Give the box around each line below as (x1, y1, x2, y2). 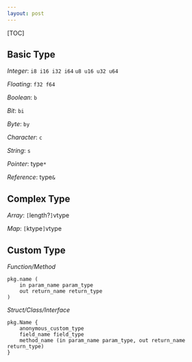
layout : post (7, 10, 45, 17)
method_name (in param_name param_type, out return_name (19, 337, 186, 344)
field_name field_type (19, 331, 84, 338)
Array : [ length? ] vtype (7, 211, 70, 219)
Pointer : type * (7, 160, 47, 168)
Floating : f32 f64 (7, 80, 56, 88)
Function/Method (7, 263, 56, 271)
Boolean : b (7, 93, 38, 101)
